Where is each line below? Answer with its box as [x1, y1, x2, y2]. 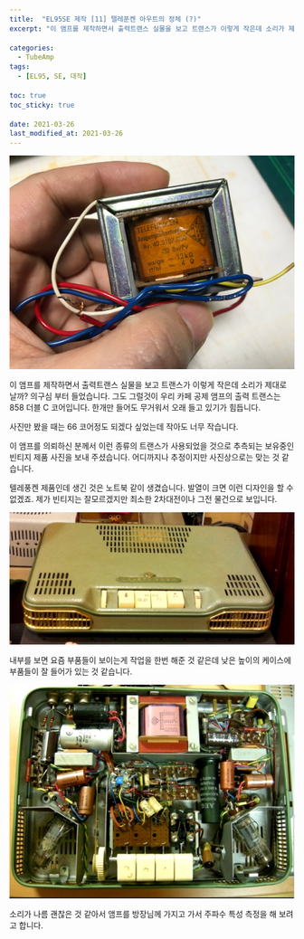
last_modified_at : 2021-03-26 [9, 129, 124, 138]
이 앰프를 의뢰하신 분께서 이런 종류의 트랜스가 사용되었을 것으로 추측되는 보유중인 [9, 441, 295, 451]
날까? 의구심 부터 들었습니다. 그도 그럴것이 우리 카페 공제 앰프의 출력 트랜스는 [9, 391, 281, 402]
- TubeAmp [17, 52, 54, 62]
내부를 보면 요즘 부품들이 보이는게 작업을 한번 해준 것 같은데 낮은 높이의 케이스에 [9, 655, 292, 666]
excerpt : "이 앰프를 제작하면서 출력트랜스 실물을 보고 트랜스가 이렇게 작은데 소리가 [9, 24, 285, 33]
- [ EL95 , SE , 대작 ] [17, 72, 88, 81]
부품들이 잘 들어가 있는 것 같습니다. [9, 666, 133, 678]
